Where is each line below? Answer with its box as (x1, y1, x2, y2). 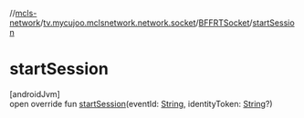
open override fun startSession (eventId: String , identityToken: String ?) (9, 98, 273, 109)
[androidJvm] (9, 88, 61, 99)
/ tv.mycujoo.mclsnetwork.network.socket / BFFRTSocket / (40, 17, 253, 28)
